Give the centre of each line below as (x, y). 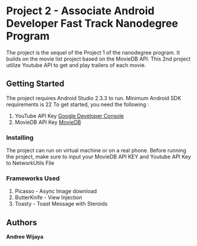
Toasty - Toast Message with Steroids (61, 204)
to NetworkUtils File (30, 163)
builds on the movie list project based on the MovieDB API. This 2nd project (99, 59)
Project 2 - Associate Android (80, 11)
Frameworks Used (33, 178)
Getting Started (35, 84)
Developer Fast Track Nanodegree (92, 23)
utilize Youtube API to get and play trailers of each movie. (76, 65)
